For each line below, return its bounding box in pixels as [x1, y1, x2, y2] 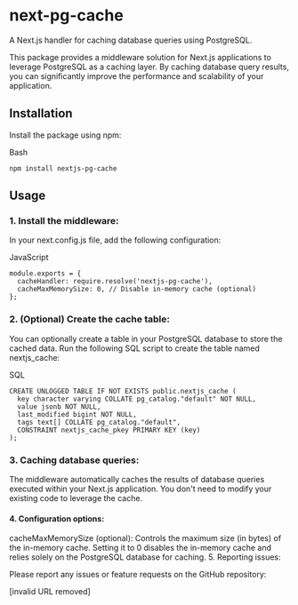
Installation [9, 106, 73, 121]
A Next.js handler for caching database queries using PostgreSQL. [9, 35, 253, 45]
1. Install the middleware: [9, 215, 119, 227]
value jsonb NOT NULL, [17, 402, 101, 411]
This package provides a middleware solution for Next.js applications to [9, 52, 271, 62]
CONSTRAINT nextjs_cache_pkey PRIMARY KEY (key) [17, 426, 201, 434]
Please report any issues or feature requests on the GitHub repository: [9, 569, 267, 580]
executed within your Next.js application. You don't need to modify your [9, 483, 272, 494]
